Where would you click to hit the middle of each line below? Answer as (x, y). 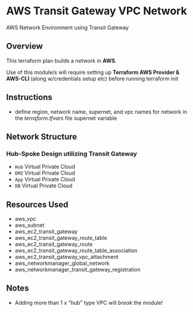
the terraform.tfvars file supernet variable (66, 118)
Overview (25, 46)
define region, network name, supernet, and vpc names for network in (101, 112)
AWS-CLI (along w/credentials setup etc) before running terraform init (92, 78)
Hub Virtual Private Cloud (45, 167)
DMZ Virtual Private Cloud (45, 173)
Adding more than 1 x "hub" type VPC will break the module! (89, 302)
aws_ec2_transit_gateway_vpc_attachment (66, 257)
